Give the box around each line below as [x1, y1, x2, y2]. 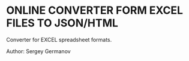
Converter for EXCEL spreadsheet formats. [6, 36, 112, 43]
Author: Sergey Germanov [6, 47, 71, 54]
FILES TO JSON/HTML [6, 16, 119, 30]
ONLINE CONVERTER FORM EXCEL [6, 4, 184, 17]
